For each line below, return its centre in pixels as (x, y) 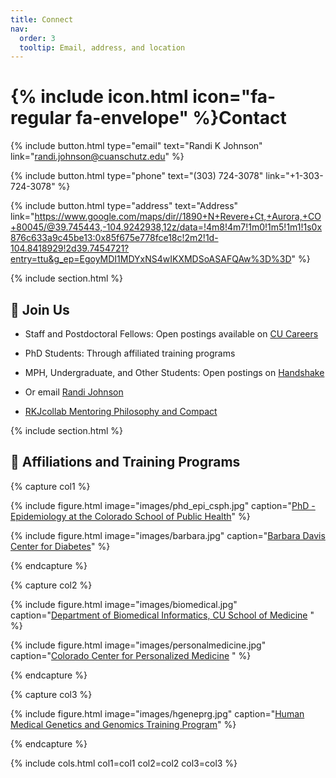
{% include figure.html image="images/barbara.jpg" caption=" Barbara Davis (168, 535)
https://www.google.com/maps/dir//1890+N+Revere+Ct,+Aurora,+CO (178, 217)
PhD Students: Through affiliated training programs (130, 353)
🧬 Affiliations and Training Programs (125, 462)
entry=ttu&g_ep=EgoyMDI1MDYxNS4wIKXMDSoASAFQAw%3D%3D (151, 259)
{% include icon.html (99, 97)
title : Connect (42, 19)
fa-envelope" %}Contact (181, 118)
